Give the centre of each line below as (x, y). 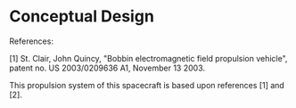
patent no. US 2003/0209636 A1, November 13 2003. (107, 68)
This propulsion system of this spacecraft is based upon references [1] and (147, 85)
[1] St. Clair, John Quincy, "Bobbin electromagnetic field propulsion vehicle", (148, 58)
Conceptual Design (82, 17)
